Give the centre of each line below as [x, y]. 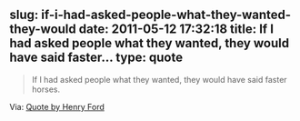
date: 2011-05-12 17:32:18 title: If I [176, 30]
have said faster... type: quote [96, 58]
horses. [46, 89]
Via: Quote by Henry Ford [57, 106]
